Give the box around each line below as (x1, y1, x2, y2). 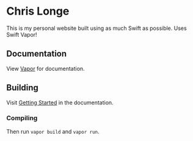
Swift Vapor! (6, 31, 38, 38)
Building (6, 82, 38, 93)
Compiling (6, 114, 38, 123)
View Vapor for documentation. (6, 65, 85, 72)
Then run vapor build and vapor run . (6, 128, 100, 135)
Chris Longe (6, 4, 70, 18)
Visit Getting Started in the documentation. (6, 99, 114, 106)
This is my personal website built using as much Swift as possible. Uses (6, 24, 188, 32)
